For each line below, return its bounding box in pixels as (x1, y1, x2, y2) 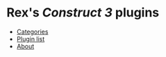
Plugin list (16, 34, 45, 43)
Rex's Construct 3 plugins (6, 5, 160, 21)
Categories (16, 27, 49, 36)
